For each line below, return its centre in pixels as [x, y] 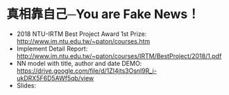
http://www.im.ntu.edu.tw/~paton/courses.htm [83, 41]
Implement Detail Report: [52, 49]
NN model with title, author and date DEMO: [79, 63]
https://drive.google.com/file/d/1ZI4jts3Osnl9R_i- [86, 71]
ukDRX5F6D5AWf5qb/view [55, 78]
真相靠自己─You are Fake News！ [103, 14]
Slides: [26, 85]
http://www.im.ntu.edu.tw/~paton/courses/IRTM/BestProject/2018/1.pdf [119, 55]
